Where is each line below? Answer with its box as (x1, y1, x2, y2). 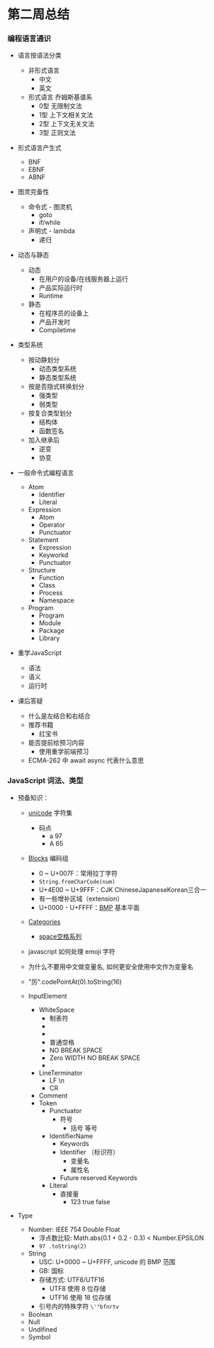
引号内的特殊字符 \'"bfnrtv (38, 1302, 119, 1310)
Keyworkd (38, 551, 69, 559)
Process (38, 588, 63, 598)
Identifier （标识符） (60, 1147, 119, 1156)
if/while (38, 218, 61, 227)
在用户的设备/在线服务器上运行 (38, 275, 129, 283)
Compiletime (38, 326, 77, 334)
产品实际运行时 (38, 284, 83, 292)
